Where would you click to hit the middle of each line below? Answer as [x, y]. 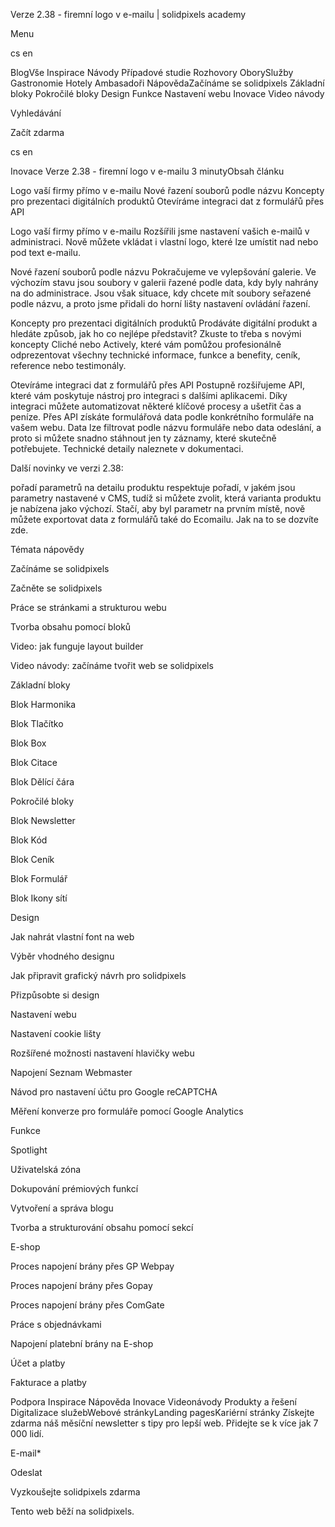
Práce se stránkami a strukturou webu [88, 607]
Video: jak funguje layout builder [77, 646]
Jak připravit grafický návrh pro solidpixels [98, 975]
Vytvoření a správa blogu [62, 1208]
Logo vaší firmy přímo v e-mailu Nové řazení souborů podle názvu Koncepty [167, 190]
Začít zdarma [37, 132]
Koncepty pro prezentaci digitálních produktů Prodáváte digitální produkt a [164, 323]
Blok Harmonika [43, 704]
